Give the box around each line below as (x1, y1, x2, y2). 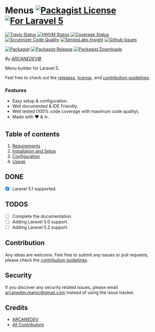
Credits (5, 304, 28, 312)
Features (5, 87, 27, 94)
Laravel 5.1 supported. (12, 186, 57, 191)
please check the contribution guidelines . (5, 257, 89, 263)
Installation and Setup (12, 148, 56, 154)
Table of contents (5, 130, 60, 138)
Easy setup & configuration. (12, 98, 68, 104)
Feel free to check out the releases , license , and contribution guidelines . (5, 74, 151, 80)
